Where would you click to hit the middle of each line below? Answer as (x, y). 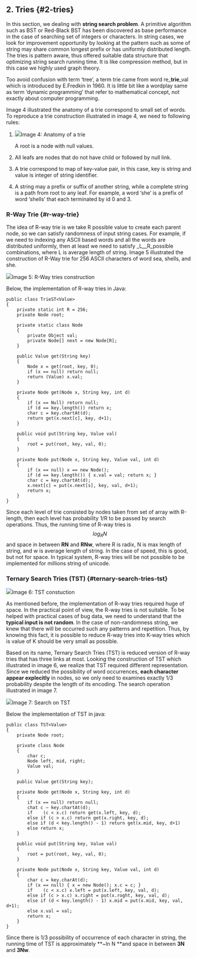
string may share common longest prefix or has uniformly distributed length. (99, 49)
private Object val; (52, 336)
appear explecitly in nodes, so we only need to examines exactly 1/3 (90, 678)
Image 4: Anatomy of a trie (53, 134)
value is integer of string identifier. (56, 175)
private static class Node (50, 325)
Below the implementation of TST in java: (56, 714)
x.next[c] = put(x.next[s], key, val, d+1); (83, 486)
